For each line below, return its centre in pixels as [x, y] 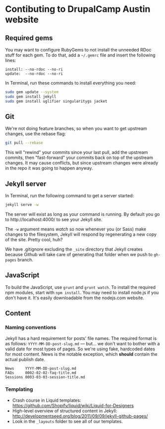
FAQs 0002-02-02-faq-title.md [41, 373]
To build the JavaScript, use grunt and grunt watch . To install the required [81, 287]
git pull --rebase [24, 143]
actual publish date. [25, 359]
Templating [19, 389]
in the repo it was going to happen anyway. [49, 168]
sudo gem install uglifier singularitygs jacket [56, 101]
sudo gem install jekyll [31, 97]
